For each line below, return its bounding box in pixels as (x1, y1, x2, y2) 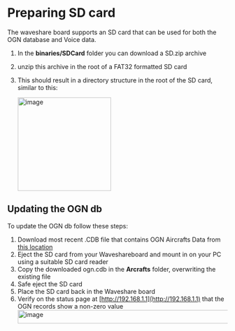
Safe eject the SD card (17, 279, 83, 288)
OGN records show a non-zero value (17, 302, 124, 310)
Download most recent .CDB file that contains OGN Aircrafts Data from (17, 235, 221, 244)
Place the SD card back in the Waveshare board (17, 287, 156, 295)
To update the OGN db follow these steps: (7, 221, 128, 230)
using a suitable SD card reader (17, 257, 108, 266)
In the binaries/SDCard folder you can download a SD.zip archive (17, 49, 207, 57)
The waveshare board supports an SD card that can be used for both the (7, 28, 217, 36)
